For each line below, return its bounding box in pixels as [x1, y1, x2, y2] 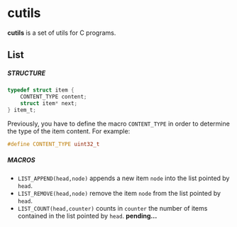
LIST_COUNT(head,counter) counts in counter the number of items [17, 204, 208, 212]
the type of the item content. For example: [7, 126, 131, 135]
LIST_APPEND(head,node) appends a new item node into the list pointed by [17, 174, 230, 182]
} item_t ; [7, 106, 37, 113]
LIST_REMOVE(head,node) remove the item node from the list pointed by [17, 189, 221, 197]
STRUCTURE [7, 69, 46, 77]
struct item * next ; [20, 100, 78, 107]
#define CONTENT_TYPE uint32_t [7, 140, 100, 148]
